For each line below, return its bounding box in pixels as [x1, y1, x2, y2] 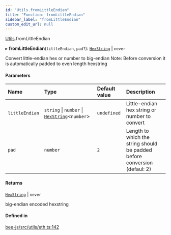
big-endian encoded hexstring [5, 201, 69, 207]
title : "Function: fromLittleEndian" [5, 12, 85, 17]
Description [126, 89, 155, 96]
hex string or [126, 106, 157, 113]
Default [97, 85, 116, 92]
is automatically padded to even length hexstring [5, 61, 108, 67]
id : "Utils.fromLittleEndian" [5, 7, 70, 13]
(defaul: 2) [126, 166, 152, 173]
